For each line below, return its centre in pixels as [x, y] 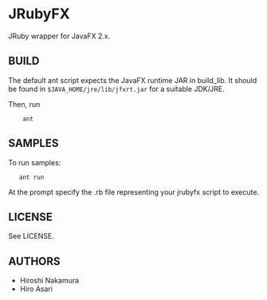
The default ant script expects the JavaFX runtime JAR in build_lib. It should [133, 80]
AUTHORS [35, 261]
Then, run [24, 104]
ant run [31, 177]
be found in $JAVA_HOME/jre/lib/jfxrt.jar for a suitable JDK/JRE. [116, 89]
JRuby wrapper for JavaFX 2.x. [59, 36]
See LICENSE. [31, 236]
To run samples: [35, 162]
